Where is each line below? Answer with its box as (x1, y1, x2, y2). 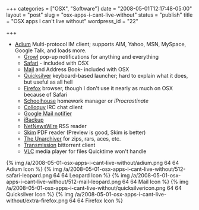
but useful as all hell (23, 78, 73, 85)
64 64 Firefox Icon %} (69, 197, 124, 204)
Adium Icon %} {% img (6, 166, 62, 173)
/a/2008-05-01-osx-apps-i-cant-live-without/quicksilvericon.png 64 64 (6, 184, 182, 192)
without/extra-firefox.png (6, 197, 68, 204)
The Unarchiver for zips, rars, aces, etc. (23, 135, 121, 142)
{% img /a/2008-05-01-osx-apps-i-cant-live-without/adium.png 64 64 (6, 160, 179, 166)
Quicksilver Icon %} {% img (6, 191, 74, 198)
